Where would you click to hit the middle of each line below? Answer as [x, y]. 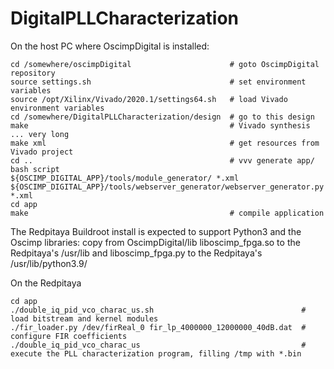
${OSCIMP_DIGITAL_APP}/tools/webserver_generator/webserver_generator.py [167, 187]
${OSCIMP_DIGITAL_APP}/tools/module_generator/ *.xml [125, 178]
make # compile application [167, 213]
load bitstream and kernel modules [84, 318]
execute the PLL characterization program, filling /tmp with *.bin [156, 353]
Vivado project [42, 152]
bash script [35, 169]
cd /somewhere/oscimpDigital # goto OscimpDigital [165, 64]
